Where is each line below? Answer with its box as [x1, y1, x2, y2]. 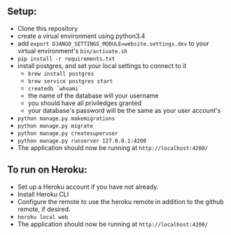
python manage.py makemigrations [17, 115, 115, 122]
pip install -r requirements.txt [17, 55, 115, 62]
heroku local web [17, 213, 69, 220]
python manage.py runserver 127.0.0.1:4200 [17, 137, 147, 145]
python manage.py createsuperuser [17, 130, 118, 137]
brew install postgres [27, 70, 94, 77]
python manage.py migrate [17, 122, 93, 129]
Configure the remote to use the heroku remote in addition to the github [17, 197, 224, 206]
